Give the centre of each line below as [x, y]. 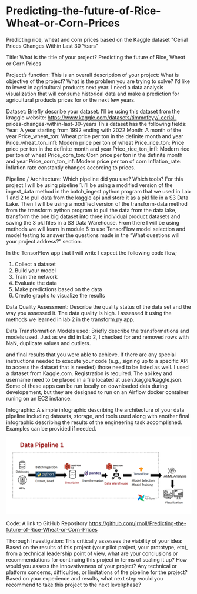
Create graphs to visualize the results [60, 295]
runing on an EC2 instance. [39, 398]
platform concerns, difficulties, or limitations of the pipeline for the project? [97, 572]
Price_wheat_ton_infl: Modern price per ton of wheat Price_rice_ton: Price [95, 142]
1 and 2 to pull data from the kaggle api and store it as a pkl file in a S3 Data [97, 198]
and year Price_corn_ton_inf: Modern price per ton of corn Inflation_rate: [94, 161]
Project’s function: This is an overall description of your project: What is [93, 75]
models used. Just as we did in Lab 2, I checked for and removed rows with [98, 337]
